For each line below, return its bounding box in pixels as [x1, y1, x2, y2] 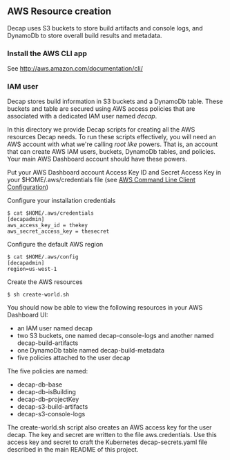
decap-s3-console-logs [17, 410, 86, 418]
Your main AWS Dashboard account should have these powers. [7, 155, 188, 163]
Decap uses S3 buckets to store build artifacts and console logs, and [7, 24, 203, 32]
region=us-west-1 [7, 266, 57, 273]
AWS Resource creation [7, 6, 112, 17]
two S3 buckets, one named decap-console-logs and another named [17, 332, 214, 340]
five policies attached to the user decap [17, 353, 131, 362]
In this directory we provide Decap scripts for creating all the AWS [7, 125, 195, 134]
